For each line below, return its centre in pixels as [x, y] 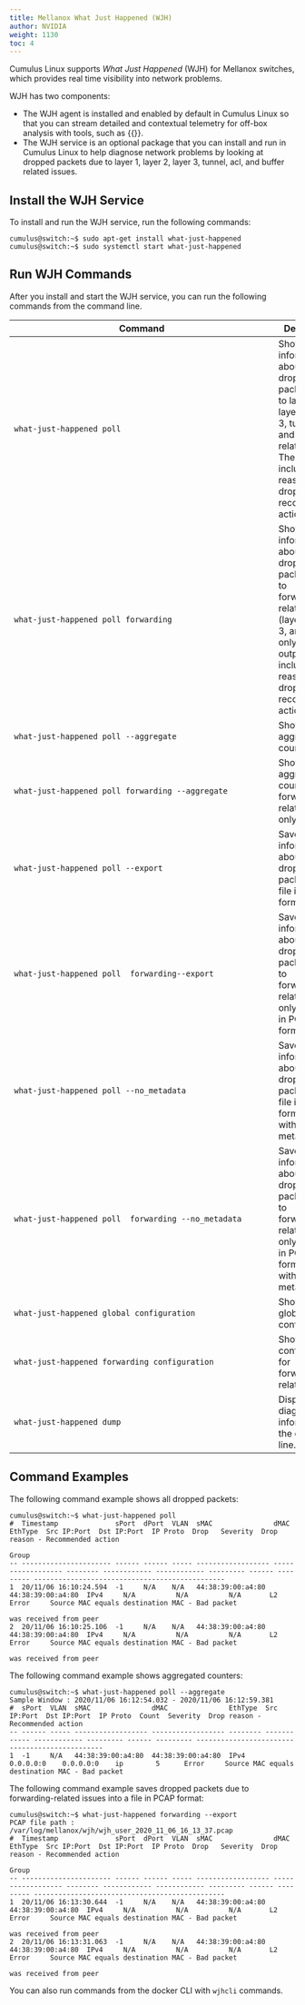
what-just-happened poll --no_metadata [100, 1090]
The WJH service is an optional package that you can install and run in [154, 143]
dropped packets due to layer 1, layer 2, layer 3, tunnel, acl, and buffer [153, 162]
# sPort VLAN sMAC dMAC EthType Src [144, 1708]
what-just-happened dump [68, 1422]
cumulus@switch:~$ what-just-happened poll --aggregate [117, 1692]
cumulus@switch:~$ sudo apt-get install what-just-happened [126, 239]
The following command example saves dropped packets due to [129, 1788]
